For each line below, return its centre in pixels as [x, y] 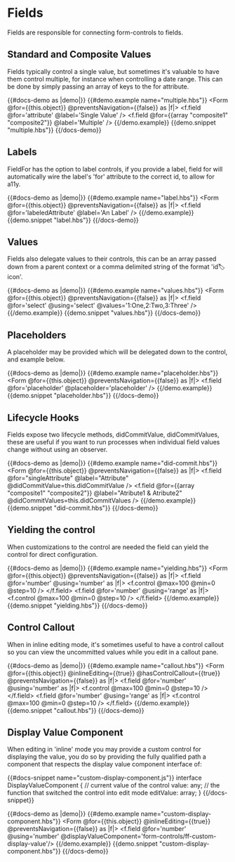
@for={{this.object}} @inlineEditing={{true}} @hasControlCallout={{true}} [114, 673]
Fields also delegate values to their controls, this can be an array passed [112, 259]
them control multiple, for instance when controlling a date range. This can [115, 79]
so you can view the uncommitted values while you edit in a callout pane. [113, 652]
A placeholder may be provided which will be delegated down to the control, [117, 352]
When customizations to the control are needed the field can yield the [108, 547]
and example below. [36, 359]
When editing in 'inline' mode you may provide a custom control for [104, 750]
